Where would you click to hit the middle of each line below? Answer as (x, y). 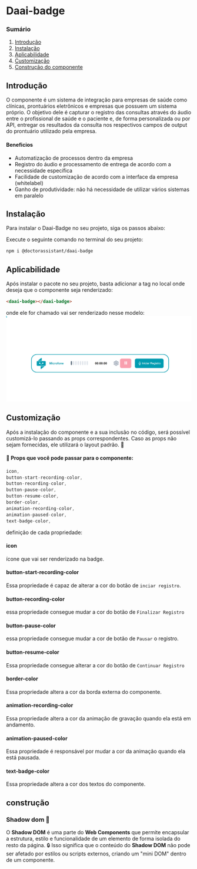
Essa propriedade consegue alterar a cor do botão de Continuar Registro (95, 665)
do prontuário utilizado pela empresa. (51, 131)
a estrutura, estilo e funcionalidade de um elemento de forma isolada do (93, 839)
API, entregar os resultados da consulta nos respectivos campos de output (97, 125)
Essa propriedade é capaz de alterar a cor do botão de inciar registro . (94, 585)
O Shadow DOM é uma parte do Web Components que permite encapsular (98, 832)
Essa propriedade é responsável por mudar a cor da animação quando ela (96, 751)
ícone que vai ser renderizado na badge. (55, 559)
